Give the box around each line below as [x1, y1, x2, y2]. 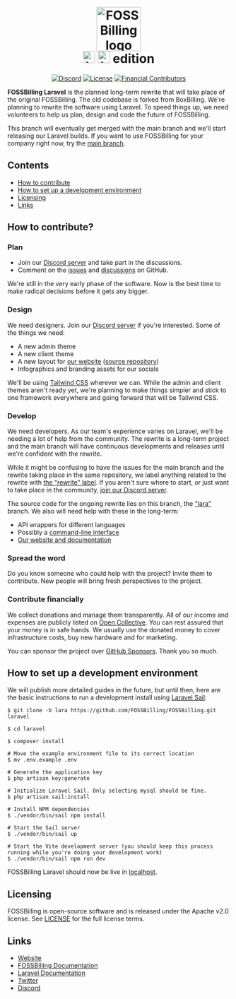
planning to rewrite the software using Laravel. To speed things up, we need [7, 102, 229, 111]
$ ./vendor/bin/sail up [7, 831, 78, 838]
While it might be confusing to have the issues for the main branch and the [7, 463, 225, 472]
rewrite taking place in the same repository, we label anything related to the [7, 471, 227, 479]
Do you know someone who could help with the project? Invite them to [7, 569, 213, 578]
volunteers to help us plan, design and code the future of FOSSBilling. [7, 110, 211, 119]
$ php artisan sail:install [7, 793, 90, 800]
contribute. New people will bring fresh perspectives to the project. [7, 577, 203, 585]
